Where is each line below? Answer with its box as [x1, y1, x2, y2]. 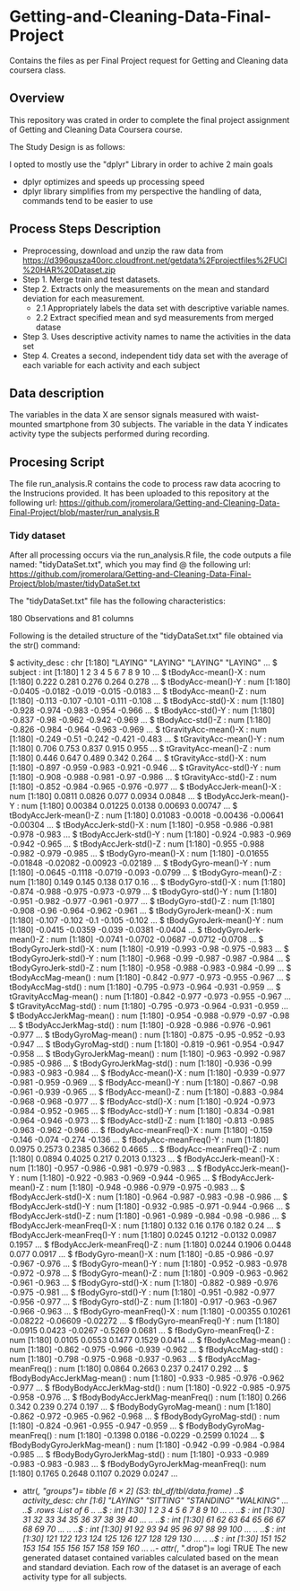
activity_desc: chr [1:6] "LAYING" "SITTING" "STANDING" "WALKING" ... [21, 1495, 289, 1506]
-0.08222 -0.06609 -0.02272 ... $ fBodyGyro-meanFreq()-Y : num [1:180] [9, 1315, 280, 1326]
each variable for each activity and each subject [21, 359, 201, 370]
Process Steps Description [9, 222, 161, 237]
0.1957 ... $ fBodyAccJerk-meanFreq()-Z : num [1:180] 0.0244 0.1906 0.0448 [9, 1239, 292, 1250]
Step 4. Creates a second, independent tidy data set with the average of [21, 350, 289, 361]
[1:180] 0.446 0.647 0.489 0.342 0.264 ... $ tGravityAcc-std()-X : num [9, 752, 267, 764]
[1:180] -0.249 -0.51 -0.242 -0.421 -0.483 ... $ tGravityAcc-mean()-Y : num [9, 734, 285, 744]
